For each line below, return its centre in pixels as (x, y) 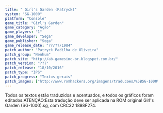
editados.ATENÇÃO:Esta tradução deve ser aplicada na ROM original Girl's (80, 100)
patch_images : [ (21, 81)
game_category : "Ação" (28, 28)
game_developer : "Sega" (29, 37)
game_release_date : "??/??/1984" (39, 45)
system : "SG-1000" (24, 14)
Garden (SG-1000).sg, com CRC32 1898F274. (50, 105)
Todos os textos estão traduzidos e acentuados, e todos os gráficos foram (80, 95)
